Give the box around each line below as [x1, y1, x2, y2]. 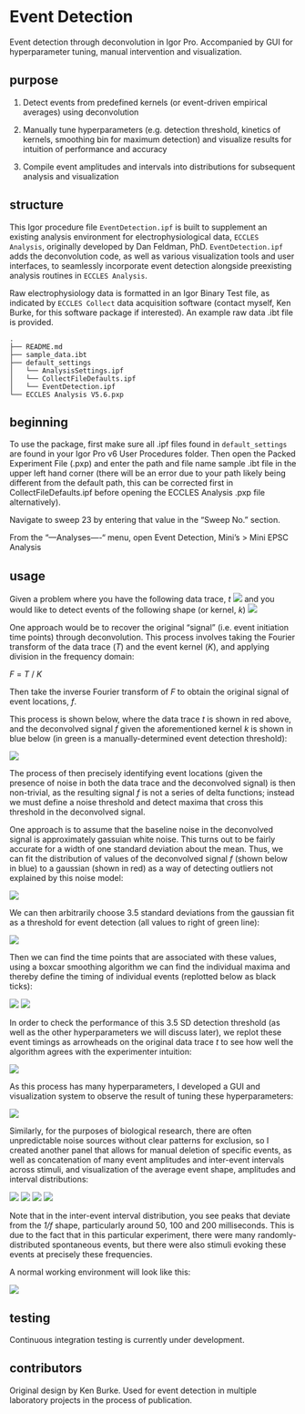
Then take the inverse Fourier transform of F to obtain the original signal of [9, 686, 290, 698]
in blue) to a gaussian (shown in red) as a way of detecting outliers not [9, 863, 273, 874]
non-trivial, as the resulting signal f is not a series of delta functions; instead [9, 787, 295, 798]
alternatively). [9, 497, 61, 507]
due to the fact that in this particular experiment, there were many [9, 1230, 257, 1241]
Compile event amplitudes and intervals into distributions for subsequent [22, 161, 296, 172]
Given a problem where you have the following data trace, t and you [9, 594, 275, 605]
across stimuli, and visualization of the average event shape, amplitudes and [9, 1164, 296, 1175]
